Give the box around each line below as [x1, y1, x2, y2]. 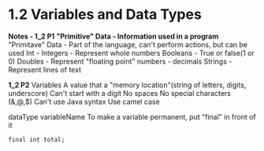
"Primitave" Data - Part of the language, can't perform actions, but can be [8, 39, 248, 49]
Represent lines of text [8, 64, 81, 74]
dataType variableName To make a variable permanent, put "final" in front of [8, 112, 256, 121]
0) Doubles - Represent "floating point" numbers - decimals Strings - [8, 57, 232, 66]
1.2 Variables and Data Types [8, 6, 203, 24]
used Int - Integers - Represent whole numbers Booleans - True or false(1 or [8, 48, 255, 57]
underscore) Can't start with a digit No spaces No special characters [8, 88, 231, 98]
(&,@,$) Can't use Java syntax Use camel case [8, 97, 160, 106]
